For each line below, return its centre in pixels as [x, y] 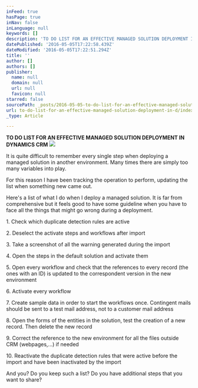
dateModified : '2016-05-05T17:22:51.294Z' [59, 50]
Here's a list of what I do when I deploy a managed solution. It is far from [94, 198]
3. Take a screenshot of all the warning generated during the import [88, 245]
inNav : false [22, 22]
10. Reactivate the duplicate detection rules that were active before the [92, 356]
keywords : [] [22, 34]
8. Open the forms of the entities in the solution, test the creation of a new [96, 320]
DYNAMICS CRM [27, 144]
